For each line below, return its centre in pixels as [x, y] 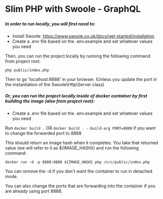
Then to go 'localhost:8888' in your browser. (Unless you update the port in [81, 79]
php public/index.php [27, 70]
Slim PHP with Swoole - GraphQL [73, 9]
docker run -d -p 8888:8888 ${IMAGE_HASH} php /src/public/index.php [78, 162]
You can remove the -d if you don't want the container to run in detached [79, 171]
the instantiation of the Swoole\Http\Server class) [55, 85]
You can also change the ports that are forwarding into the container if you [80, 186]
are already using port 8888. [34, 191]
